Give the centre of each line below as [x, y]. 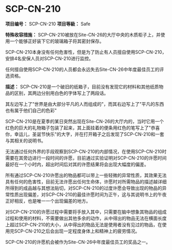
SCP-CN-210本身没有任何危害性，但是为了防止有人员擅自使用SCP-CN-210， [86, 52]
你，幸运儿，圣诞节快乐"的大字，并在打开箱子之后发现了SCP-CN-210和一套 [85, 134]
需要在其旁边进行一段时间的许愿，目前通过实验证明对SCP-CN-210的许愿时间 [86, 158]
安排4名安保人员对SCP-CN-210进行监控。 [49, 58]
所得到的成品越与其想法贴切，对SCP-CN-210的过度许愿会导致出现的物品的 [84, 188]
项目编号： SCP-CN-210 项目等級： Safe [48, 24]
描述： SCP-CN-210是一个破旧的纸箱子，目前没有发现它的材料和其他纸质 [82, 86]
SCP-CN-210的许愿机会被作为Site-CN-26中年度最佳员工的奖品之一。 [78, 242]
